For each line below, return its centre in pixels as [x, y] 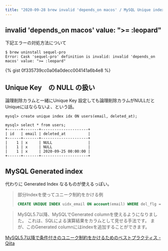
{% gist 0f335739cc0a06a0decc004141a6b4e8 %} [58, 70]
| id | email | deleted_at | [48, 134]
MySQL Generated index [44, 171]
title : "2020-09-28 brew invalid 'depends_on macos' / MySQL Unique [78, 10]
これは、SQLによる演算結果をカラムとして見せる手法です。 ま [91, 220]
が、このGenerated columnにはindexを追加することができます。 [83, 227]
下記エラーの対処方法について [36, 43]
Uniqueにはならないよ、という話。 [41, 107]
